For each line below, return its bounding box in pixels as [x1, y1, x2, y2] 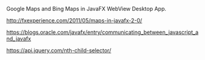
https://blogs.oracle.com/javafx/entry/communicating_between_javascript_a [6, 28, 199, 36]
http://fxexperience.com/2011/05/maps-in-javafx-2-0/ [6, 17, 143, 24]
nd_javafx [6, 35, 32, 42]
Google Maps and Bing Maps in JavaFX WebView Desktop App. [6, 5, 166, 12]
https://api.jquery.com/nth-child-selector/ [6, 47, 111, 54]
